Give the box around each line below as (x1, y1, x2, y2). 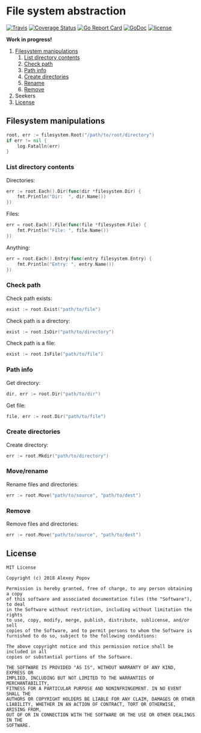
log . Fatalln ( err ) (17, 143, 61, 149)
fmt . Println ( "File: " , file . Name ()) (17, 227, 110, 234)
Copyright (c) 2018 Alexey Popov (6, 575, 90, 581)
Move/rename (6, 467, 48, 476)
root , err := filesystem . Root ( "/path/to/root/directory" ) (6, 132, 155, 138)
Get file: (6, 402, 26, 409)
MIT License (6, 564, 36, 571)
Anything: (6, 244, 30, 251)
